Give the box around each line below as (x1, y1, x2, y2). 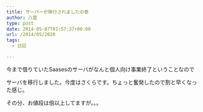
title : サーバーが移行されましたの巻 (6, 9, 89, 15)
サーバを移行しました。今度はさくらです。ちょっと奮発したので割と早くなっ (6, 79, 198, 86)
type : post (6, 20, 34, 26)
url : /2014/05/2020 (6, 32, 56, 38)
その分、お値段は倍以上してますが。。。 (6, 99, 102, 107)
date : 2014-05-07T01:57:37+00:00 (6, 26, 91, 32)
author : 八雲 (6, 15, 38, 21)
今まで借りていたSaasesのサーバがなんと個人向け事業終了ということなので (6, 65, 195, 73)
